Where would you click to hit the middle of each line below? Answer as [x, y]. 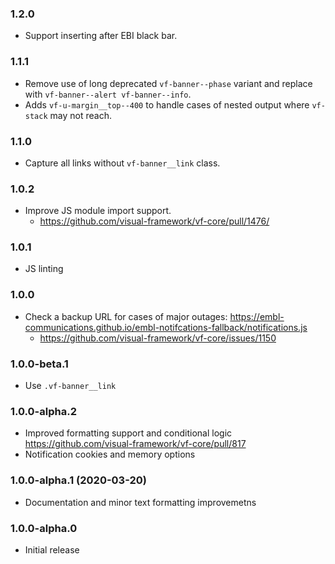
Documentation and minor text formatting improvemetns [140, 502]
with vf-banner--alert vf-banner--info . [108, 94]
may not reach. [80, 115]
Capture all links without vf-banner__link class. [122, 163]
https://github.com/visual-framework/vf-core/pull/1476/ [154, 221]
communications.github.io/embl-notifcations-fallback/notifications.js [166, 327]
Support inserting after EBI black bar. [101, 36]
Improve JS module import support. [98, 211]
